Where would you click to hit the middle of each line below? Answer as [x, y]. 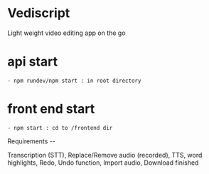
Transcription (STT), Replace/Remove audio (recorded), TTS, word [105, 155]
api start [33, 62]
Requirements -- [31, 141]
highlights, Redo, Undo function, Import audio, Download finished [103, 163]
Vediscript [39, 13]
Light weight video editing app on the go [66, 33]
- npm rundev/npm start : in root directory [74, 81]
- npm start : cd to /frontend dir [60, 128]
